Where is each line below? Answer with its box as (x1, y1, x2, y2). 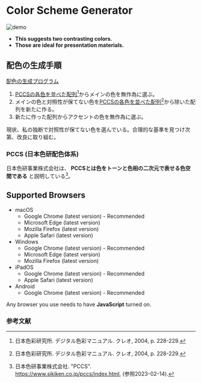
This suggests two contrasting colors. (14, 35, 112, 42)
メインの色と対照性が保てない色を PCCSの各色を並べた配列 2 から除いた (14, 97, 191, 106)
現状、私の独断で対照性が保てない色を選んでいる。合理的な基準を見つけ (6, 126, 185, 133)
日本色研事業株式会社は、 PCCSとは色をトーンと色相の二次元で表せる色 (6, 164, 186, 172)
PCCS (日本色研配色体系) (6, 149, 79, 158)
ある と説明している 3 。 (16, 172, 74, 180)
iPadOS (14, 264, 34, 271)
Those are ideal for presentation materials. (14, 41, 124, 49)
